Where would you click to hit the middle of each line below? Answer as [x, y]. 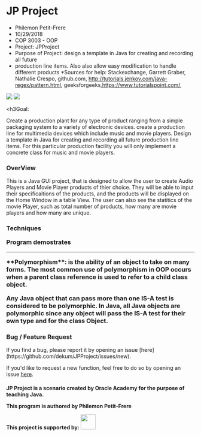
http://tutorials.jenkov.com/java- [128, 79]
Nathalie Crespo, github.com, [51, 79]
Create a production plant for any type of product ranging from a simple [95, 120]
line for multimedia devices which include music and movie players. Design [99, 133]
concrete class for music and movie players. [61, 152]
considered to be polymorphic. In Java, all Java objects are [93, 306]
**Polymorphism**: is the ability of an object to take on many [98, 262]
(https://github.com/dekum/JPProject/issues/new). [69, 356]
